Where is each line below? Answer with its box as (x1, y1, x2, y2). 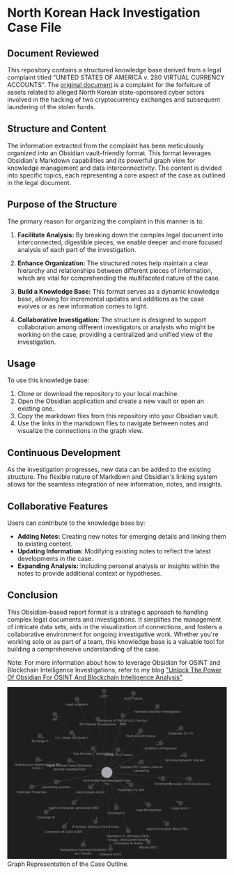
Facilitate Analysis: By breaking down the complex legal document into (17, 230, 224, 239)
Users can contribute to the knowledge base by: (7, 519, 146, 527)
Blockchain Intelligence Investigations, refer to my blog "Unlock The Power (7, 665, 221, 674)
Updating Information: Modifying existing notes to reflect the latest (17, 547, 211, 555)
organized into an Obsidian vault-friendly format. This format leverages (7, 148, 211, 157)
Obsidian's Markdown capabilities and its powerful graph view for (7, 156, 196, 164)
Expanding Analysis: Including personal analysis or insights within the (17, 562, 220, 570)
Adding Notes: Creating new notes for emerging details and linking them (17, 533, 226, 541)
